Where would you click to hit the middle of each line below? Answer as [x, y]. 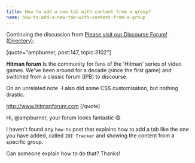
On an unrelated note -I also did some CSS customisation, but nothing [92, 88]
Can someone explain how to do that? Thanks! [63, 153]
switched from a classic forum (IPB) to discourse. [67, 76]
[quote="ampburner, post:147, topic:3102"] [59, 52]
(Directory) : [20, 41]
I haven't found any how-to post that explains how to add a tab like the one [98, 129]
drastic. [16, 94]
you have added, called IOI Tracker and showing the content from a [90, 136]
